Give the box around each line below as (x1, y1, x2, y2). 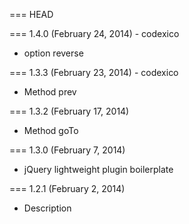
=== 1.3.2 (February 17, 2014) (9, 105, 130, 117)
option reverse (23, 47, 84, 59)
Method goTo (23, 125, 79, 136)
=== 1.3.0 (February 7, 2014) (9, 144, 126, 156)
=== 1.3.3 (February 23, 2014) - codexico (9, 67, 179, 78)
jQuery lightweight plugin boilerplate (23, 164, 174, 175)
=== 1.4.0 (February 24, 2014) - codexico (9, 28, 180, 39)
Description (23, 202, 72, 214)
